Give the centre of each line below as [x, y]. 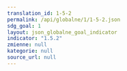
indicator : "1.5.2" [35, 39]
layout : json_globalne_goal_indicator [62, 32]
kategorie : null [30, 51]
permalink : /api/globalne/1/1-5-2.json [64, 20]
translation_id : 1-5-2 [39, 13]
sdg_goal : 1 [24, 26]
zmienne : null [27, 45]
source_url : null [32, 57]
